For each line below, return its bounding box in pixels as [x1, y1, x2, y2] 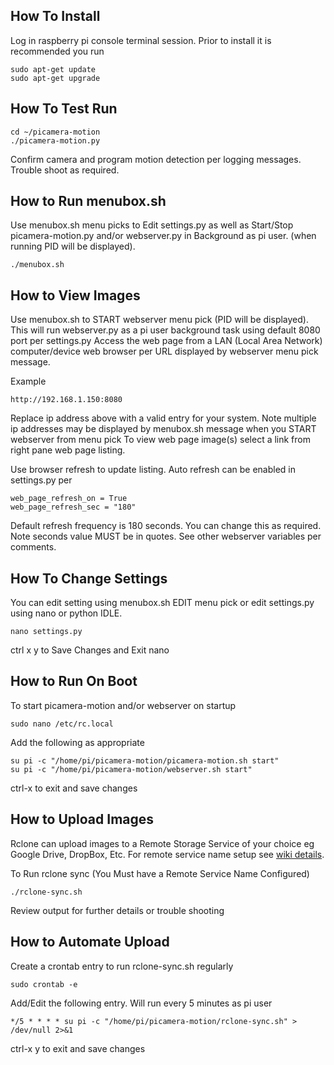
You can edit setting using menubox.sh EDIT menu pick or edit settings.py [10, 597, 315, 609]
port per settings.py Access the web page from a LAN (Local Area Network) [10, 335, 323, 347]
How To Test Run [10, 100, 118, 118]
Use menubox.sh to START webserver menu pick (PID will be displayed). [10, 314, 309, 326]
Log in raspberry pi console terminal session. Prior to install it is [10, 34, 272, 46]
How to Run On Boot [10, 673, 138, 690]
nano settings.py [10, 627, 83, 637]
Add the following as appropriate [10, 736, 145, 748]
